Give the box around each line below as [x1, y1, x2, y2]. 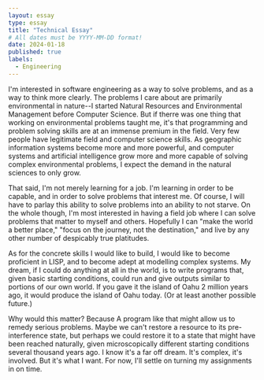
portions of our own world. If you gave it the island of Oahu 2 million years [8, 282, 249, 291]
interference [8, 330, 49, 340]
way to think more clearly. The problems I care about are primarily [8, 92, 222, 102]
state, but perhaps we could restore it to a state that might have [50, 330, 256, 340]
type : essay [8, 19, 47, 27]
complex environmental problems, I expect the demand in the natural [8, 159, 232, 169]
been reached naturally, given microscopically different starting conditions [8, 339, 250, 349]
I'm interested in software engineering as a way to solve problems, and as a [8, 84, 254, 94]
